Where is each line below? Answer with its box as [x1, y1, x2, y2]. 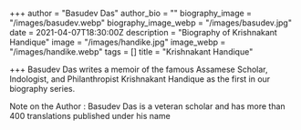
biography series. [9, 84, 76, 94]
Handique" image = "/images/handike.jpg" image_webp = [9, 36, 226, 47]
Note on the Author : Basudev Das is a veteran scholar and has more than [9, 101, 285, 112]
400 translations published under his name [9, 111, 171, 121]
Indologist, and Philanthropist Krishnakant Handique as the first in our [9, 74, 271, 85]
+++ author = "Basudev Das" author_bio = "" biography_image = [9, 8, 253, 18]
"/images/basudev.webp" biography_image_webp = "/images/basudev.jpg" [9, 17, 292, 28]
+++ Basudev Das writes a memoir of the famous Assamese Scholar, [9, 64, 268, 75]
